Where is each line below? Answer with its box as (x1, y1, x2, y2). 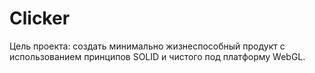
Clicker (9, 7, 71, 30)
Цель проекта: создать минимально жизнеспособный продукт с (9, 40, 286, 52)
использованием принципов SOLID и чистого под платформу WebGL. (9, 50, 306, 62)
